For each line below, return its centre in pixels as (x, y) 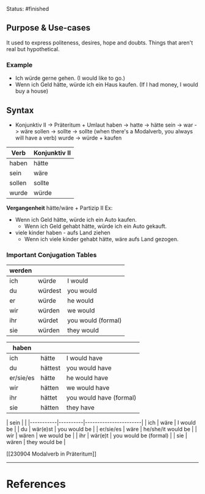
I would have (85, 358)
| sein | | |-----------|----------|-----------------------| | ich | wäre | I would (101, 423)
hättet (49, 398)
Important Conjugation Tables (52, 255)
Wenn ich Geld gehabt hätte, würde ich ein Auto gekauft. (95, 226)
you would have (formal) (101, 398)
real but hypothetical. (33, 49)
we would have (88, 388)
